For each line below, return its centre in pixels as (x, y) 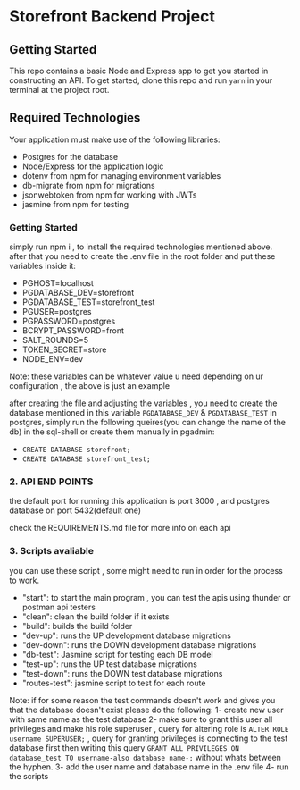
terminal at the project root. (59, 90)
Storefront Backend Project (112, 17)
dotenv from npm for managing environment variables (121, 175)
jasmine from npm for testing (75, 204)
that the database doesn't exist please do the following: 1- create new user (146, 710)
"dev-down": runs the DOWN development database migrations (139, 644)
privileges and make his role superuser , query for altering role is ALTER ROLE (149, 728)
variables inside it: (42, 266)
